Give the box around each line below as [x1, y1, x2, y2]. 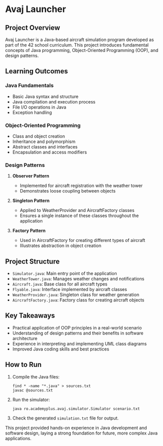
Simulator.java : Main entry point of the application [12, 270, 117, 276]
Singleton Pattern [12, 197, 50, 203]
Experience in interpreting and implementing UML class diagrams [12, 340, 147, 346]
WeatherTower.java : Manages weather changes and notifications [12, 276, 145, 282]
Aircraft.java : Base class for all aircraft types [12, 281, 108, 287]
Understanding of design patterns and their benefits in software [12, 330, 144, 336]
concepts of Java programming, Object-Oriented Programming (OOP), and [5, 47, 159, 53]
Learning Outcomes [5, 67, 68, 75]
